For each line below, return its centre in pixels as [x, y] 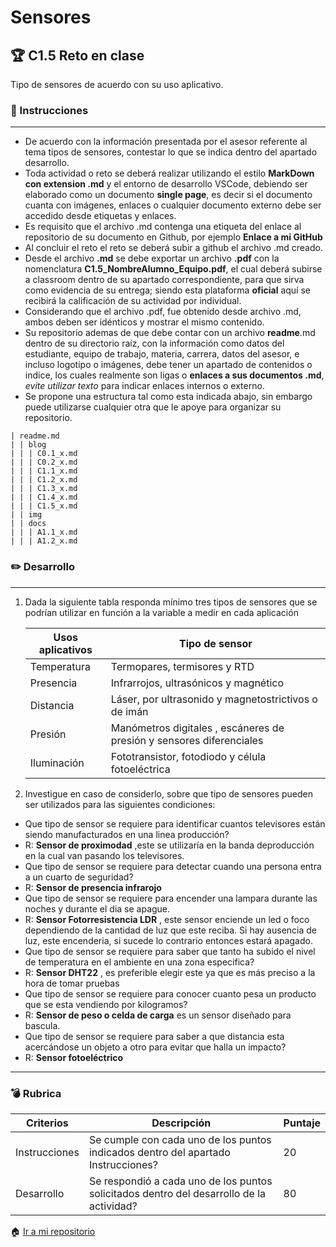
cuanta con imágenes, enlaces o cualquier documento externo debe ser [173, 205]
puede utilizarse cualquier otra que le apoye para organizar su [153, 407]
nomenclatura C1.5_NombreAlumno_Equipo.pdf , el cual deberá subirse [173, 269]
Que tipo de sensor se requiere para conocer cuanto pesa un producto [170, 993]
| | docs [28, 524]
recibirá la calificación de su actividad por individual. [133, 301]
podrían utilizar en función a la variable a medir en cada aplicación [161, 612]
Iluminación [57, 763]
